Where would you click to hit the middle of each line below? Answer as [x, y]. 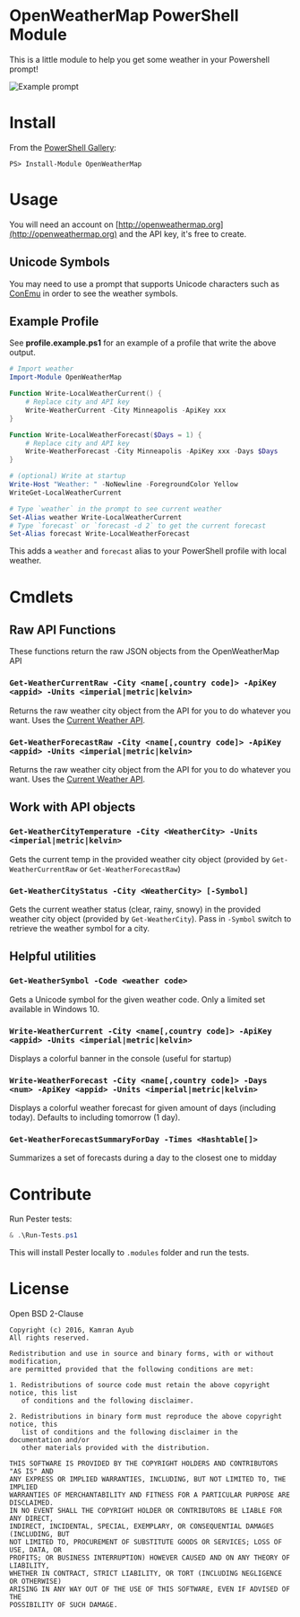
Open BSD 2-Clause [47, 1314]
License [39, 1289]
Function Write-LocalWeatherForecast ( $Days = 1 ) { [106, 435]
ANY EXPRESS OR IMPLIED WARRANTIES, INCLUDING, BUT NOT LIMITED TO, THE [148, 1480]
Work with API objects [73, 807]
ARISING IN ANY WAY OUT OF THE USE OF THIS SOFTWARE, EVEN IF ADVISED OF [150, 1589]
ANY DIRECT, [31, 1519]
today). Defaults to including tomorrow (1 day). [95, 1117]
